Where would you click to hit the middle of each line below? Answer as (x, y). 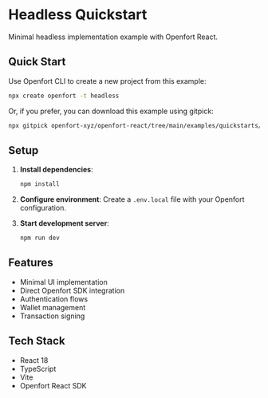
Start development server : (64, 223)
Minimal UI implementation (63, 282)
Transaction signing (52, 316)
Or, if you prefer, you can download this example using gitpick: (111, 111)
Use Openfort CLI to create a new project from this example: (107, 81)
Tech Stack (37, 341)
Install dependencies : (56, 170)
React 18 (34, 360)
